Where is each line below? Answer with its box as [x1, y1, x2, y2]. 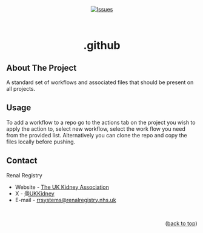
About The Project [6, 62, 77, 73]
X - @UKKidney [15, 189, 55, 197]
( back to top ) [165, 220, 198, 227]
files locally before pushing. [6, 138, 76, 145]
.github [83, 39, 121, 53]
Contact [6, 156, 38, 166]
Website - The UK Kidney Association [15, 183, 109, 191]
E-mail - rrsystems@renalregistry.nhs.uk [15, 196, 116, 203]
